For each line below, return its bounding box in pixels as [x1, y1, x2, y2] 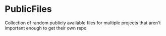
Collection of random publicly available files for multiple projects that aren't [5, 20, 161, 26]
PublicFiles [5, 3, 52, 15]
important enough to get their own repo [5, 25, 87, 31]
